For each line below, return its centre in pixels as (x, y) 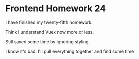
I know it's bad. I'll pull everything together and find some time (70, 51)
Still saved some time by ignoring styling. (48, 41)
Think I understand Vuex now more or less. (50, 32)
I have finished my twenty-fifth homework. (49, 22)
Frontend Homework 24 (56, 9)
